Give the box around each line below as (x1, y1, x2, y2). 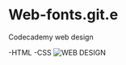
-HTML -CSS (8, 47, 52, 57)
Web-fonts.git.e (8, 6, 119, 24)
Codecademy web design (8, 32, 94, 42)
